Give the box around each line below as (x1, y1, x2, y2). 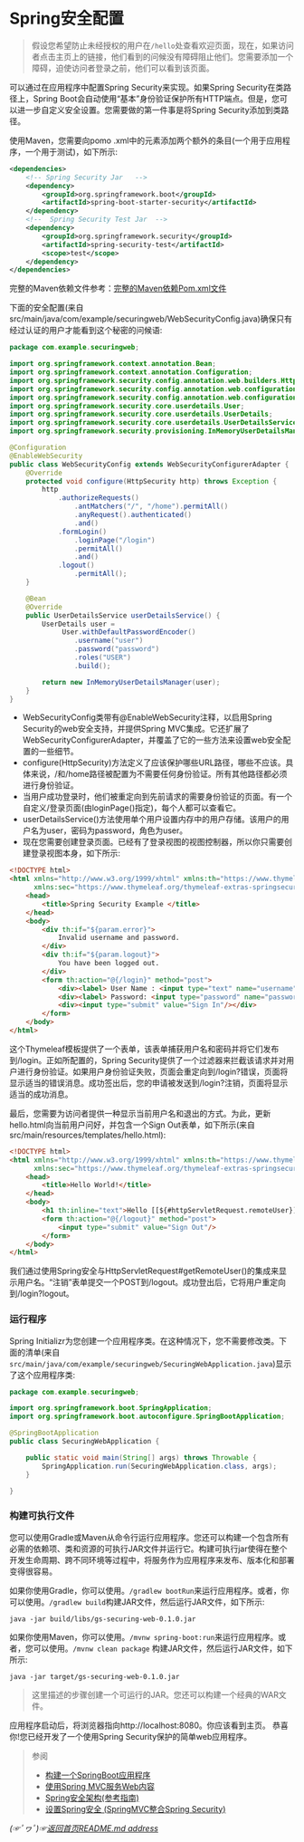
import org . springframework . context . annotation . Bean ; (9, 360, 217, 369)
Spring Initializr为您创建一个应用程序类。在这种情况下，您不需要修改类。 (9, 1335, 280, 1346)
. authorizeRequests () (57, 494, 140, 503)
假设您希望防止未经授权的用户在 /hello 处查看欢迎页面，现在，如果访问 (31, 40, 294, 51)
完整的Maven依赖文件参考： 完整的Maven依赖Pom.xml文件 (9, 283, 227, 294)
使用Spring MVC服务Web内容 (44, 1780, 156, 1791)
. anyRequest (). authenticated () (73, 511, 193, 520)
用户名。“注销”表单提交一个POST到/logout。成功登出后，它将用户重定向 (16, 1277, 287, 1288)
